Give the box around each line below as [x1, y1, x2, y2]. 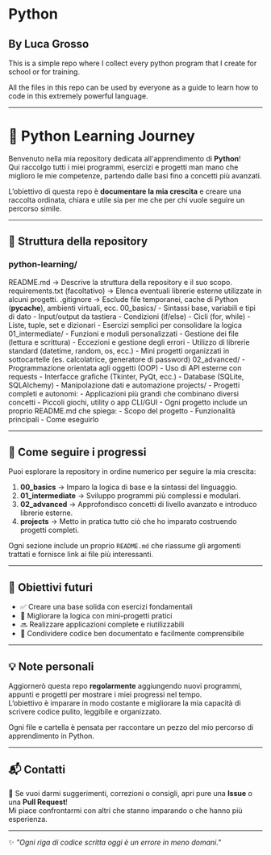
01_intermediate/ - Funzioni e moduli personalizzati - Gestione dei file [8, 329, 240, 338]
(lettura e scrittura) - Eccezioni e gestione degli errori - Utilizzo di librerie [8, 337, 250, 347]
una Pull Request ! [8, 797, 69, 807]
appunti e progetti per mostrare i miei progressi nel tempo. [8, 689, 202, 699]
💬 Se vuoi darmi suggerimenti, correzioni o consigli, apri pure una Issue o [8, 788, 252, 798]
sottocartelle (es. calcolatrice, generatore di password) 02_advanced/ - [8, 354, 246, 364]
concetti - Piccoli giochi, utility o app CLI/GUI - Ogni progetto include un [8, 397, 248, 407]
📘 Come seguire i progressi [8, 446, 147, 459]
